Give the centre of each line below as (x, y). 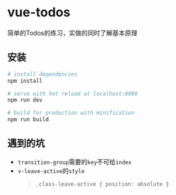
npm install (25, 81)
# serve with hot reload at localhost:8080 (73, 94)
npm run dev (25, 100)
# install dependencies (43, 74)
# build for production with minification (71, 113)
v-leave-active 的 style (51, 170)
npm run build (28, 120)
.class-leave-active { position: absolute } (102, 184)
